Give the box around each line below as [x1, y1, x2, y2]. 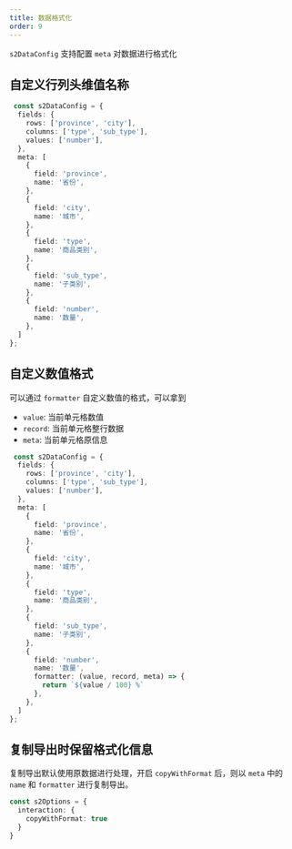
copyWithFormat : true [25, 814, 107, 824]
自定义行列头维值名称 [9, 76, 129, 92]
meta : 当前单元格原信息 [22, 434, 108, 445]
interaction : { [17, 806, 76, 815]
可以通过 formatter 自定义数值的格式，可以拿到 [9, 392, 186, 403]
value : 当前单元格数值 [22, 411, 105, 422]
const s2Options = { [9, 797, 88, 806]
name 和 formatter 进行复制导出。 [9, 779, 134, 790]
